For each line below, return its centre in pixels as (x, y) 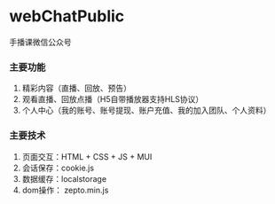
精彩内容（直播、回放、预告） (76, 88)
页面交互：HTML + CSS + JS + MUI (87, 156)
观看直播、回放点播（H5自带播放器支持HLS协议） (113, 99)
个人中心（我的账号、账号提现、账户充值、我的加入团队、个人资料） (146, 110)
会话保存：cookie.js (58, 168)
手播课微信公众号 (40, 42)
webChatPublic (67, 16)
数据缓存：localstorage (64, 178)
